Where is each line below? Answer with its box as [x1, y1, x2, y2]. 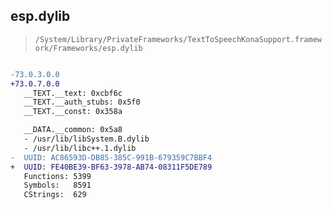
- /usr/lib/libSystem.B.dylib [23, 134, 150, 144]
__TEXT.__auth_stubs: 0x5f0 [23, 97, 141, 108]
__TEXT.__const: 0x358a [23, 107, 123, 117]
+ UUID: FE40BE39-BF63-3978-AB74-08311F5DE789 [10, 162, 213, 172]
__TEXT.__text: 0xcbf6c [23, 88, 123, 98]
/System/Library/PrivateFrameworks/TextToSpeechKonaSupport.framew [34, 34, 322, 44]
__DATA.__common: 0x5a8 [23, 125, 123, 135]
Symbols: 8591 [23, 180, 92, 191]
